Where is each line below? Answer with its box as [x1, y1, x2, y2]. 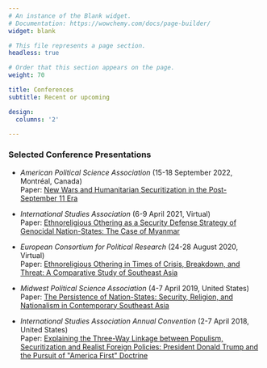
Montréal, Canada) [19, 176, 83, 186]
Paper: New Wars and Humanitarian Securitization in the [19, 184, 207, 194]
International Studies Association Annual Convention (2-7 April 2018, [19, 316, 250, 326]
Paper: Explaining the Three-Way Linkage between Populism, [19, 333, 223, 343]
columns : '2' [15, 115, 60, 124]
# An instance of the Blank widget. [8, 11, 131, 20]
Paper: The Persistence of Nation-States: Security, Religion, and [19, 292, 234, 302]
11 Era [59, 193, 78, 203]
